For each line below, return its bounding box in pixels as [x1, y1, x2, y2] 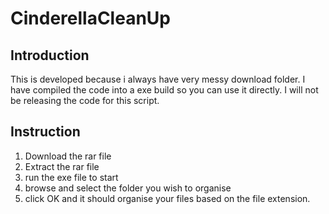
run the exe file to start [24, 171, 119, 183]
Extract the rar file [24, 160, 100, 172]
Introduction [10, 47, 90, 64]
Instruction [10, 123, 81, 141]
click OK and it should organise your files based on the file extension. [24, 192, 311, 204]
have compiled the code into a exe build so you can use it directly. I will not [10, 84, 319, 96]
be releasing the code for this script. [10, 95, 160, 106]
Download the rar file [24, 150, 112, 162]
